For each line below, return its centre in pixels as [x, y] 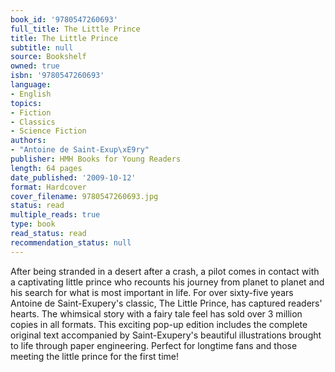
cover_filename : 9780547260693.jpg [84, 196]
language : [31, 85]
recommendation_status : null [71, 242]
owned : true [35, 66]
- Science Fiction [48, 131]
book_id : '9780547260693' [64, 19]
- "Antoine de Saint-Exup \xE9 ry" [80, 150]
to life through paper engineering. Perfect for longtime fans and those [154, 345]
